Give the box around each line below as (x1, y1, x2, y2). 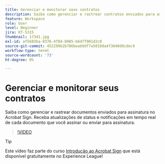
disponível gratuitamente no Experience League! (5, 153, 103, 159)
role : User (5, 21, 27, 26)
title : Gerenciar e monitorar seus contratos (5, 7, 100, 12)
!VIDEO (17, 129, 32, 135)
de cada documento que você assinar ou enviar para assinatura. (5, 119, 136, 125)
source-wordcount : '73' (5, 52, 54, 58)
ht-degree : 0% (5, 57, 34, 62)
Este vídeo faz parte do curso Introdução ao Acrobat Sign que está (5, 148, 140, 154)
